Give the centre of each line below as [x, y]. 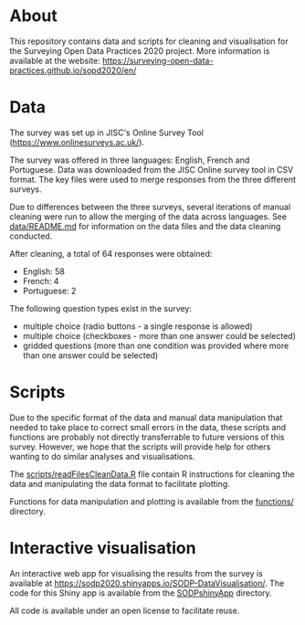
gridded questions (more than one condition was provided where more [156, 345]
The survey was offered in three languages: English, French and [130, 160]
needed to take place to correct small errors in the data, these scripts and [148, 427]
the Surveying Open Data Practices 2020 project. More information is [140, 50]
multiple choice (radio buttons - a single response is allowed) [137, 326]
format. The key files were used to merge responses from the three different [153, 179]
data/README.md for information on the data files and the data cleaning [145, 226]
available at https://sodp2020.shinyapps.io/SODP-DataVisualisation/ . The [147, 583]
